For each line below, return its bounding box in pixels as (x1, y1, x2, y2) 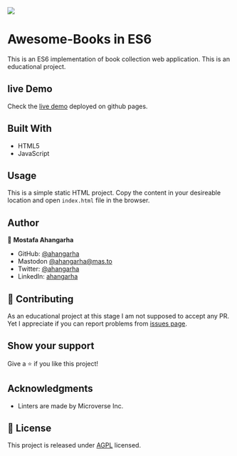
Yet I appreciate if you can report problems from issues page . (7, 319, 187, 328)
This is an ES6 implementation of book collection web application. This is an (7, 54, 230, 63)
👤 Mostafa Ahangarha (7, 236, 74, 244)
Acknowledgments (7, 383, 94, 395)
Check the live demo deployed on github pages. (7, 102, 148, 110)
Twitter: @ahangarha (17, 264, 80, 274)
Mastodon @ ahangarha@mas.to (17, 257, 112, 266)
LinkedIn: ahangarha (17, 272, 78, 281)
